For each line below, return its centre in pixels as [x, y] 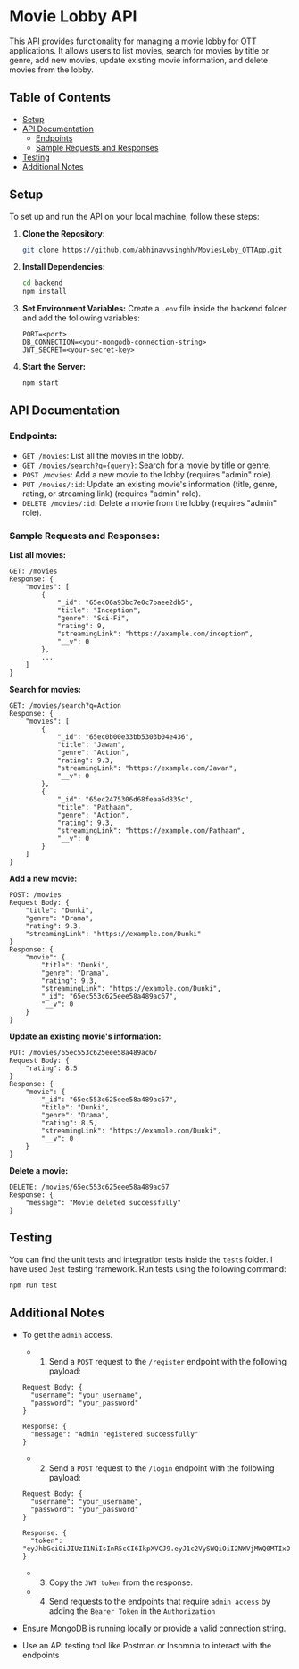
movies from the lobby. [51, 70]
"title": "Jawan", [91, 745]
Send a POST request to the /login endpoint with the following [162, 1468]
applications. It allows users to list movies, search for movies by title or [139, 50]
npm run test [33, 1285]
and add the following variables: [81, 318]
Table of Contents [60, 98]
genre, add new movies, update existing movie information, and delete [139, 60]
